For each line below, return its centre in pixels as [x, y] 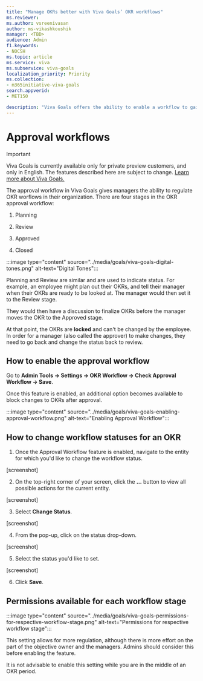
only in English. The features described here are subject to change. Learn [98, 172]
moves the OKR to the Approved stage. [55, 317]
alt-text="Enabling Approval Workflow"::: [119, 418]
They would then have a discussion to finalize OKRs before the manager [96, 311]
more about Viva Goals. [35, 179]
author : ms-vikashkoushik [39, 29]
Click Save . [29, 582]
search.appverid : [28, 91]
